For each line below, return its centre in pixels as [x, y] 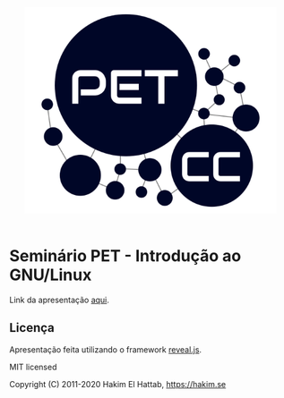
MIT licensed [33, 367]
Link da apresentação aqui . [60, 300]
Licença [32, 328]
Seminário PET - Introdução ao [125, 256]
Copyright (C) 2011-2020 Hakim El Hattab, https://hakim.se [118, 384]
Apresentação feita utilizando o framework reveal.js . [106, 349]
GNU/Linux [51, 275]
